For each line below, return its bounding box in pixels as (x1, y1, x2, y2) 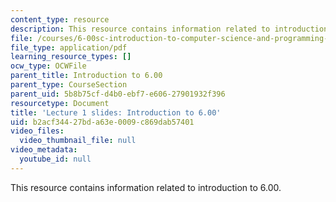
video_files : (10, 126, 65, 136)
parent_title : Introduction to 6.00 (10, 71, 163, 81)
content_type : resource (10, 14, 110, 25)
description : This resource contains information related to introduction (10, 24, 329, 34)
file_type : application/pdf (10, 42, 128, 53)
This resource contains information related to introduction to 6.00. (10, 181, 282, 193)
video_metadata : (10, 145, 78, 155)
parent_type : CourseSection (10, 80, 128, 90)
